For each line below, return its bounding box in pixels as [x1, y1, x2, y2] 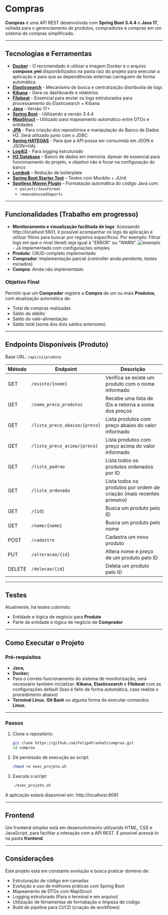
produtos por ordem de [105, 484, 160, 491]
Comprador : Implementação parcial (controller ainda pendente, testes [12, 255, 157, 262]
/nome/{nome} [31, 522, 62, 529]
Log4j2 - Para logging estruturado [12, 148, 83, 154]
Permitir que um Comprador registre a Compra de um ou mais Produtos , [5, 290, 156, 296]
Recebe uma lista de [105, 395, 153, 402]
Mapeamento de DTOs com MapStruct [12, 888, 92, 894]
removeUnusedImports [19, 192, 63, 197]
